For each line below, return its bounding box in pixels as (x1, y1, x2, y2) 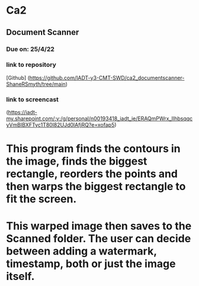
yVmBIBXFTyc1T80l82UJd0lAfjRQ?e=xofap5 (6, 121, 115, 128)
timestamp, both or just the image (6, 257, 176, 271)
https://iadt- (8, 109, 37, 116)
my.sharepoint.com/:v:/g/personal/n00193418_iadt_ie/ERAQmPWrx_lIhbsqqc (6, 115, 193, 122)
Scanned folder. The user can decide (6, 232, 191, 246)
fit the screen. (6, 192, 77, 206)
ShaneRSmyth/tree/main (6, 81, 66, 88)
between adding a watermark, (6, 245, 157, 258)
